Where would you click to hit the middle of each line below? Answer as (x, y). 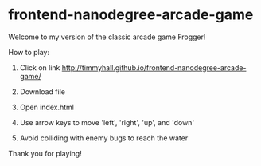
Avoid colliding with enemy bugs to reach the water (104, 138)
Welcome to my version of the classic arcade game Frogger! (107, 37)
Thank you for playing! (45, 153)
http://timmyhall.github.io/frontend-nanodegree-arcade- (154, 67)
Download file (43, 91)
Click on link (40, 67)
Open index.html (47, 107)
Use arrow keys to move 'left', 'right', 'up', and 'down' (107, 122)
